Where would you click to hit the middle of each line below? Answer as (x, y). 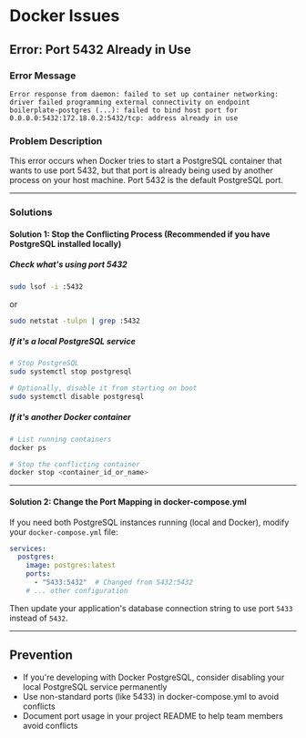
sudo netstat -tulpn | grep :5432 (75, 321)
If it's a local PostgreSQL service (73, 341)
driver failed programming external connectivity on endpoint (130, 102)
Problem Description (56, 140)
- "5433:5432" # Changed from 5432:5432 (113, 583)
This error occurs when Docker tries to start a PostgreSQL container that (146, 161)
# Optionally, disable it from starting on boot (103, 388)
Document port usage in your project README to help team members (153, 715)
